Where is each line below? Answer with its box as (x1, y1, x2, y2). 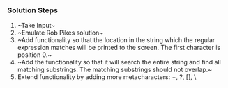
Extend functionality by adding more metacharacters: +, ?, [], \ (17, 73, 197, 81)
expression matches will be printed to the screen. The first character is (17, 44, 221, 52)
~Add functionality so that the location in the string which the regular (17, 36, 215, 44)
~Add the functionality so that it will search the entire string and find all (17, 58, 221, 67)
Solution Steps (7, 6, 58, 15)
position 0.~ (17, 51, 52, 59)
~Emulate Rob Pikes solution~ (17, 28, 104, 37)
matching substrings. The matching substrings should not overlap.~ (17, 65, 213, 74)
